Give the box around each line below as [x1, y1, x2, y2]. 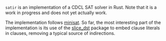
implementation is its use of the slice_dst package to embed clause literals [5, 25, 160, 31]
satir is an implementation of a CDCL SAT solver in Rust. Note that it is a [5, 5, 157, 10]
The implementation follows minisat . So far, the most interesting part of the [5, 20, 161, 25]
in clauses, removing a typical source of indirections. [5, 30, 115, 36]
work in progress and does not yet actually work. [5, 10, 107, 16]
